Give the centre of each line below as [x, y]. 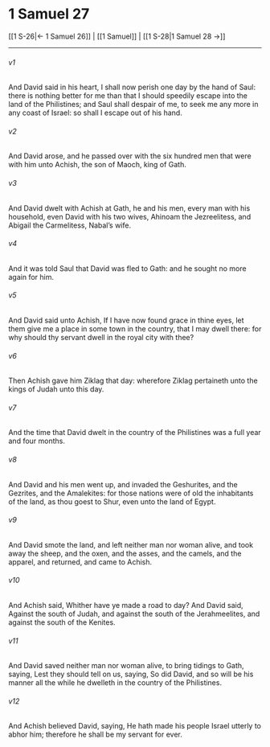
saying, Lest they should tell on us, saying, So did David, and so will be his [131, 674]
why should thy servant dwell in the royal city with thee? [101, 337]
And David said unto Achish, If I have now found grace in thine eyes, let [126, 320]
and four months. [37, 441]
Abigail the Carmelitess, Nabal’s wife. [70, 225]
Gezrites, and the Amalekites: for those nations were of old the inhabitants [131, 493]
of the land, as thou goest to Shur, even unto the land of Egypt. [112, 501]
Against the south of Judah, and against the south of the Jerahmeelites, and [134, 614]
